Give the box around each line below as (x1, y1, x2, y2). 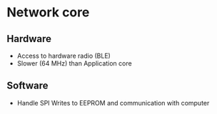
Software (6, 80, 49, 92)
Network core (6, 4, 90, 21)
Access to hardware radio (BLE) (16, 51, 111, 60)
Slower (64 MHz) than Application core (16, 59, 133, 68)
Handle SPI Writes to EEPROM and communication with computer (16, 98, 210, 107)
